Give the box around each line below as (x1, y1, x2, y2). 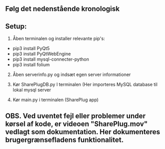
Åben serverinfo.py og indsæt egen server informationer (12, 71, 131, 78)
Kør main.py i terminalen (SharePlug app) (12, 97, 99, 103)
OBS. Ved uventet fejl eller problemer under (5, 111, 146, 120)
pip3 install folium (12, 62, 50, 68)
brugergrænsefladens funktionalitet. (5, 135, 124, 144)
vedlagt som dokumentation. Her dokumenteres (5, 128, 160, 136)
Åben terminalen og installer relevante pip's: (12, 36, 105, 42)
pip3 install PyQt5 (12, 45, 50, 52)
